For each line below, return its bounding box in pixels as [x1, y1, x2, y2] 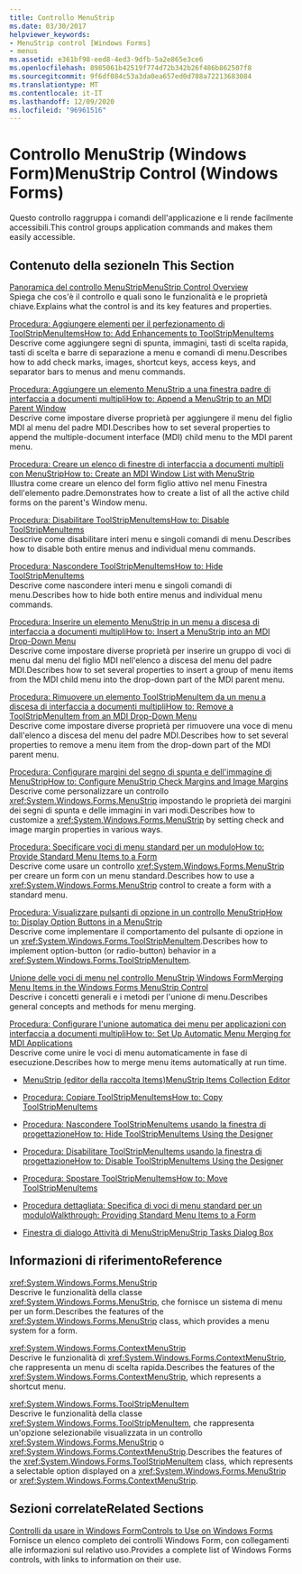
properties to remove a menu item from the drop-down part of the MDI [9, 740, 271, 750]
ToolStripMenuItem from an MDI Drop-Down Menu [9, 711, 197, 722]
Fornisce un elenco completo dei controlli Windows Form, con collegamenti [9, 1534, 289, 1545]
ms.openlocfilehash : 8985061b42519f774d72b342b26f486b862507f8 [9, 64, 252, 73]
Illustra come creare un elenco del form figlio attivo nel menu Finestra [9, 478, 268, 488]
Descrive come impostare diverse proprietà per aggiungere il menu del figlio [9, 412, 293, 423]
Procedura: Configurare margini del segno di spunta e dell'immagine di [9, 767, 272, 777]
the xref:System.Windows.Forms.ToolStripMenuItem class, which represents [9, 1456, 294, 1467]
